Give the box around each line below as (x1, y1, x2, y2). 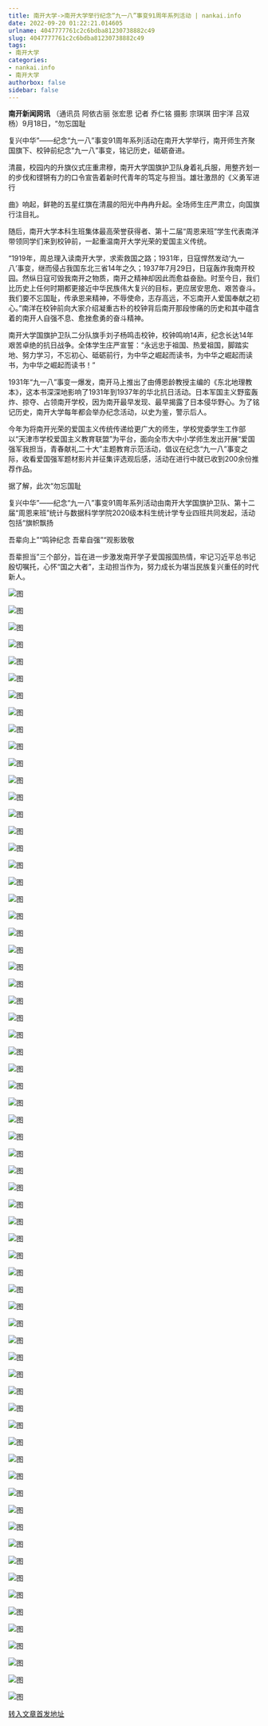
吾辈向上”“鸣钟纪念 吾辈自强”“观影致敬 (8, 535, 135, 545)
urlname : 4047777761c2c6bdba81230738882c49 (8, 26, 156, 34)
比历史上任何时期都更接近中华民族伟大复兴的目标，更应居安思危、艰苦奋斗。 (8, 284, 260, 293)
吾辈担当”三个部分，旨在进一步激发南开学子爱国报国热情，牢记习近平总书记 (8, 552, 257, 561)
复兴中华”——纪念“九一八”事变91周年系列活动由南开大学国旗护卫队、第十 (8, 498, 249, 508)
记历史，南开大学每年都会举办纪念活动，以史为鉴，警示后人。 (8, 407, 211, 417)
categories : (8, 57, 48, 65)
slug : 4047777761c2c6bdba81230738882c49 (8, 34, 145, 42)
